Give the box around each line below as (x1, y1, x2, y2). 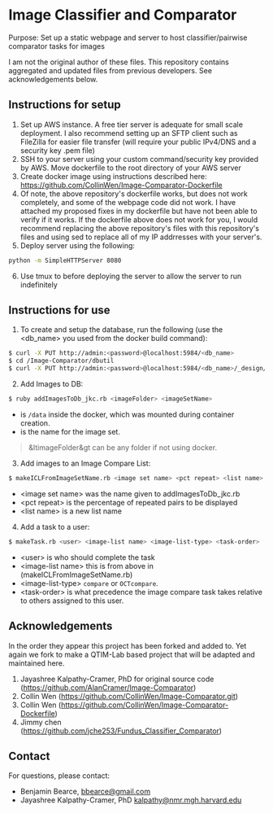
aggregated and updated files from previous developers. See (8, 65, 213, 75)
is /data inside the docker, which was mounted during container (19, 409, 235, 419)
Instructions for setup (8, 98, 122, 111)
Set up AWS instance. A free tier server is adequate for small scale (19, 120, 244, 129)
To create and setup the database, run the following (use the (19, 325, 223, 334)
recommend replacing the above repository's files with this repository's (19, 223, 260, 233)
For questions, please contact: (8, 771, 110, 780)
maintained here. (8, 658, 65, 668)
